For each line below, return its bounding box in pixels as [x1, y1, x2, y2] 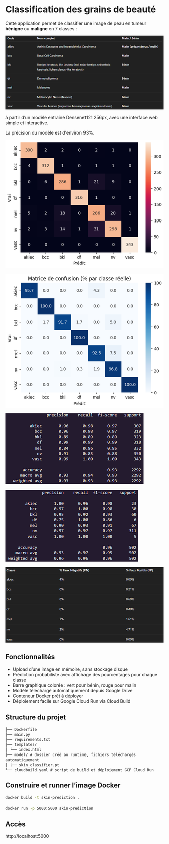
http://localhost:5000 [5, 833, 49, 839]
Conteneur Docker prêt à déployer [12, 693, 84, 699]
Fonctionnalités [5, 652, 55, 661]
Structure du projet [5, 713, 66, 722]
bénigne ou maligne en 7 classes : [5, 25, 77, 31]
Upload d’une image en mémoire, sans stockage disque [12, 666, 128, 672]
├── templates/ [5, 742, 37, 747]
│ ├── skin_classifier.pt [5, 762, 59, 767]
